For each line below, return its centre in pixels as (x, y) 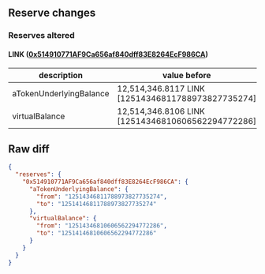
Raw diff (29, 149)
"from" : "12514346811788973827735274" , (102, 197)
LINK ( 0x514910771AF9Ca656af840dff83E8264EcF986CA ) (108, 54)
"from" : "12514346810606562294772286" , (102, 226)
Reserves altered (41, 36)
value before (187, 75)
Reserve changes (52, 13)
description (60, 75)
